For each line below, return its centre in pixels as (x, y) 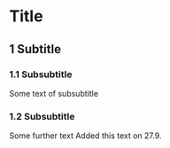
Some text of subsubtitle (54, 93)
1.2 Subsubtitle (42, 116)
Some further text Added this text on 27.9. (85, 136)
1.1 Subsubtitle (41, 74)
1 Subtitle (35, 49)
